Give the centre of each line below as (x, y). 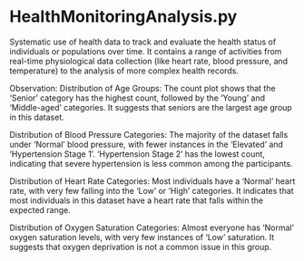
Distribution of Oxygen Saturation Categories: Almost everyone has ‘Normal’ (152, 227)
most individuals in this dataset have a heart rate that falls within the (137, 200)
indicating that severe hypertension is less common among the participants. (151, 163)
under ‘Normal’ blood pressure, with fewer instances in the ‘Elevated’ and (147, 144)
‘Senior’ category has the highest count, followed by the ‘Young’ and (137, 98)
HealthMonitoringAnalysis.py (123, 17)
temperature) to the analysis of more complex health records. (124, 71)
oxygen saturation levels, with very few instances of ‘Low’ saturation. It (142, 237)
